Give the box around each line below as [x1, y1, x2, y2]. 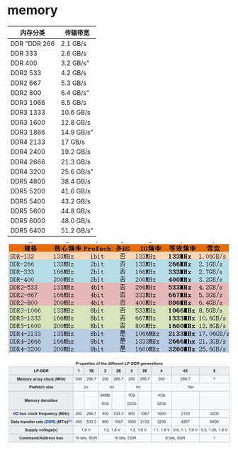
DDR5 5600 [10, 206, 46, 215]
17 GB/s [60, 137, 85, 147]
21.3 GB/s [60, 157, 91, 166]
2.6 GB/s [60, 49, 87, 57]
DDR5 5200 [10, 187, 46, 196]
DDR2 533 [10, 69, 42, 77]
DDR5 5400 [10, 197, 46, 206]
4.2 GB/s [60, 69, 87, 77]
